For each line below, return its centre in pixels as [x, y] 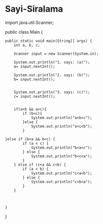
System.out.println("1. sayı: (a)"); [52, 62]
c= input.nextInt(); [34, 96]
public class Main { [24, 32]
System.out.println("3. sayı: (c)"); [52, 92]
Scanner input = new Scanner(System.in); [56, 54]
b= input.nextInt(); [34, 79]
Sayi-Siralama [34, 9]
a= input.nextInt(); [34, 66]
